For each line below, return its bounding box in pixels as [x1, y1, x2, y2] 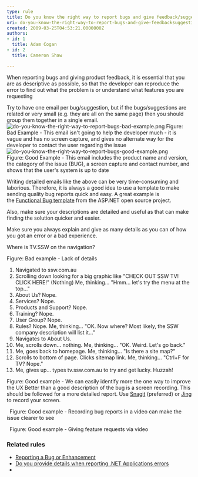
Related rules [6, 440, 46, 448]
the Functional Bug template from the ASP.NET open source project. [6, 197, 172, 204]
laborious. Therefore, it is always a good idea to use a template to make [6, 184, 180, 191]
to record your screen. [6, 396, 61, 403]
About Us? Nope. [15, 291, 57, 298]
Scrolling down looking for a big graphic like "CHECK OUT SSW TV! [15, 272, 179, 280]
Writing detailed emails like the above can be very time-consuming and [6, 178, 179, 185]
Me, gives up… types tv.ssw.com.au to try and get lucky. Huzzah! [15, 366, 173, 373]
